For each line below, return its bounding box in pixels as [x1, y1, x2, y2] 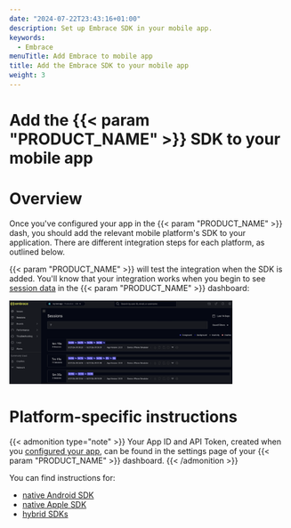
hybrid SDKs [21, 508, 69, 519]
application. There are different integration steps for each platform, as [9, 237, 265, 248]
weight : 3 [9, 71, 46, 80]
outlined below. [9, 247, 65, 257]
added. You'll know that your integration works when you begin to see [9, 273, 266, 284]
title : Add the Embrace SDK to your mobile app [9, 61, 190, 70]
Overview [9, 189, 83, 209]
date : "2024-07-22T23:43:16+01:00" [9, 14, 141, 23]
